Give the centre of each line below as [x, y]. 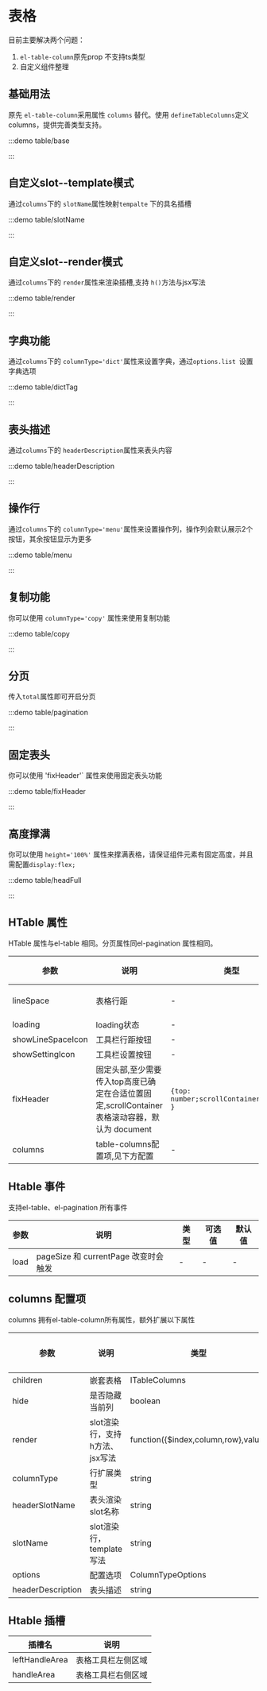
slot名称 [104, 1511]
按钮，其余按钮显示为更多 [50, 539]
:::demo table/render [42, 298]
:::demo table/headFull [45, 880]
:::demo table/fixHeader [47, 791]
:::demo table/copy [39, 633]
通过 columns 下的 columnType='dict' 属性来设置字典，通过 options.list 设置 [131, 362]
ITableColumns [158, 1379]
